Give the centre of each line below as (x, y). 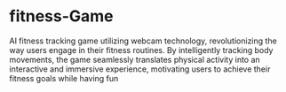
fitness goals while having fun (64, 78)
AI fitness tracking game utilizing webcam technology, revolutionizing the (143, 41)
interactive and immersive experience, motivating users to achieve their (140, 69)
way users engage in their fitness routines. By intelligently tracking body (141, 50)
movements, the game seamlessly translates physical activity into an (135, 59)
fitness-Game (61, 16)
